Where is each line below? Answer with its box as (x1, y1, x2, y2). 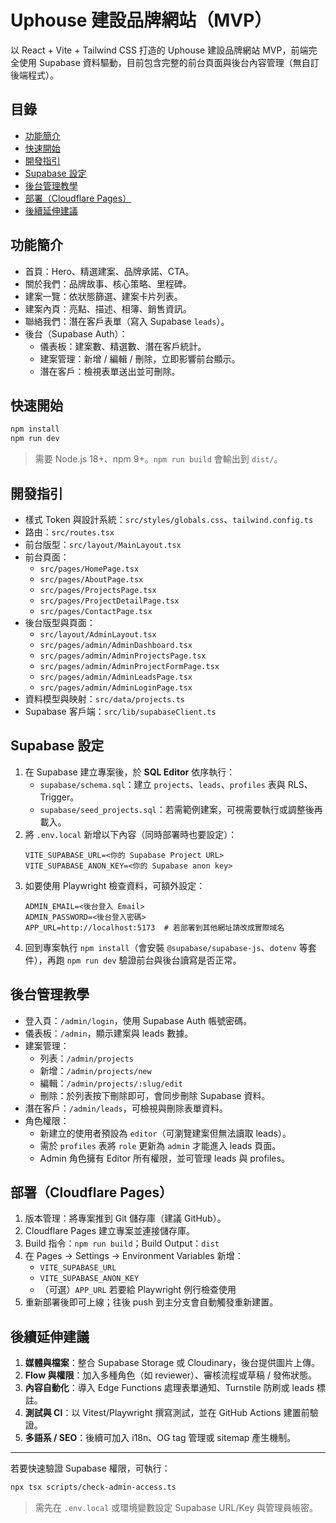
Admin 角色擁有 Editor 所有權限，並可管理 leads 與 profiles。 (39, 1152, 290, 1164)
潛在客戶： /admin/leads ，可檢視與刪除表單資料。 (24, 1102, 228, 1114)
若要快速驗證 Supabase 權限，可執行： (10, 1462, 171, 1475)
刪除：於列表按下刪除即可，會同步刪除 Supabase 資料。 (39, 1089, 271, 1101)
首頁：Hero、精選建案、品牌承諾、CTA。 (24, 265, 195, 277)
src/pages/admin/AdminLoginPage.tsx (39, 682, 193, 693)
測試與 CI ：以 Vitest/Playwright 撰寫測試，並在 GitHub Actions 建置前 (24, 1407, 310, 1419)
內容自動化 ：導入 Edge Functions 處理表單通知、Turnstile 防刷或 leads (24, 1382, 315, 1394)
